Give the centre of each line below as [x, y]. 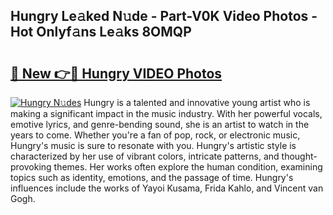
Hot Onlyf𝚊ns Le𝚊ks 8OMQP [101, 32]
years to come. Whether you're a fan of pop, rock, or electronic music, [155, 135]
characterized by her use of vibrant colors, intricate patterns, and [145, 156]
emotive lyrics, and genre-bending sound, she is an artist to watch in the [160, 124]
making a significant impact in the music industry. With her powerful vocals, [166, 113]
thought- [299, 156]
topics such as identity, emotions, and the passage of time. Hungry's [152, 177]
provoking [31, 167]
